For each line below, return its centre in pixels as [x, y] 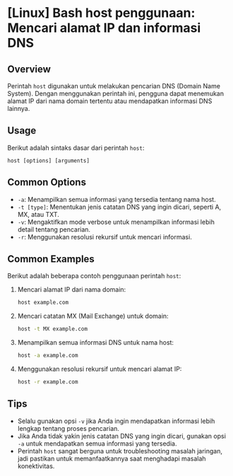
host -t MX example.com [53, 329]
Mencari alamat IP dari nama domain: [72, 290]
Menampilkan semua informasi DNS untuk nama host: [96, 343]
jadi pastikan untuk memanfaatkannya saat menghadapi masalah [112, 458]
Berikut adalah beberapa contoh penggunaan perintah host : [94, 276]
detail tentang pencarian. [54, 229]
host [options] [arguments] [49, 160]
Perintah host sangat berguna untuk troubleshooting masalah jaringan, [120, 451]
